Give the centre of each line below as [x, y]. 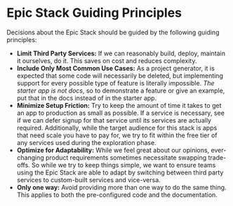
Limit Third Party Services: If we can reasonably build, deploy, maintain [121, 53]
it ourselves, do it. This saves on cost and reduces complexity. [107, 60]
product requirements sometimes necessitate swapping [126, 157]
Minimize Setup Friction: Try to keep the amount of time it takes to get [119, 105]
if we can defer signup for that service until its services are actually [114, 120]
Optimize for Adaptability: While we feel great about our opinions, [113, 150]
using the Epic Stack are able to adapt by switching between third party [120, 172]
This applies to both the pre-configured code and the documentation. [117, 195]
